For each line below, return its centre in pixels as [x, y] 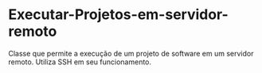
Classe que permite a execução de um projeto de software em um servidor [131, 53]
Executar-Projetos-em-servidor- [118, 15]
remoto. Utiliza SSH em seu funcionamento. [80, 62]
